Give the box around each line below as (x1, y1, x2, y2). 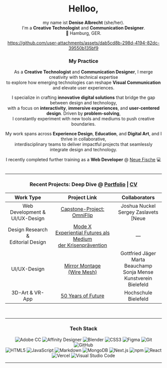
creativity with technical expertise (49, 74, 118, 80)
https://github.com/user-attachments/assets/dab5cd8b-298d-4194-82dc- (7, 39, 160, 45)
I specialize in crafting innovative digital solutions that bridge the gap (11, 94, 156, 100)
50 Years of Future (60, 292, 104, 299)
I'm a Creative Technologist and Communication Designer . (22, 24, 145, 30)
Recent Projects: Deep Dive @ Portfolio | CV (29, 181, 138, 188)
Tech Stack (69, 325, 98, 332)
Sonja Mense (123, 268, 154, 275)
